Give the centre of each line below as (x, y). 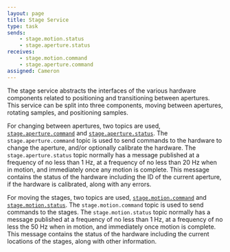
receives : (21, 52)
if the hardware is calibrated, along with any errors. (79, 184)
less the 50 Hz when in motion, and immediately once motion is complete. (112, 227)
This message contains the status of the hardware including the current (108, 233)
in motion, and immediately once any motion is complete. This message (108, 170)
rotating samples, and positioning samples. (68, 112)
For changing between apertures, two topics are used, (84, 126)
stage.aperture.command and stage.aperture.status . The (88, 133)
